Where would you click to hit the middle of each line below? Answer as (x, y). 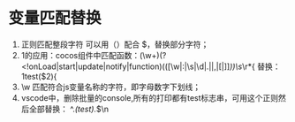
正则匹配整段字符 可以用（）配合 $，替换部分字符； (115, 44)
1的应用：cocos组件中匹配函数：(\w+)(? (94, 55)
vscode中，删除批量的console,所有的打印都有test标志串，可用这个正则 (150, 97)
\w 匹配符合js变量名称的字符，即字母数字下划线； (111, 87)
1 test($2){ (39, 76)
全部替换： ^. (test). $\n (69, 109)
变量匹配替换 (55, 18)
